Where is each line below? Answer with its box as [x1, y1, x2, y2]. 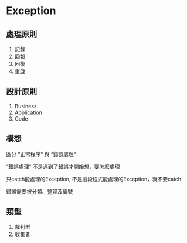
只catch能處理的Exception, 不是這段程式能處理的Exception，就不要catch [6, 175, 182, 182]
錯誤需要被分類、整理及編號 [6, 188, 73, 195]
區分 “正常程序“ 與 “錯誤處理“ [6, 150, 76, 157]
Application [14, 109, 43, 116]
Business [14, 102, 37, 109]
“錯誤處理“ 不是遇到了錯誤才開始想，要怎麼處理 [6, 163, 120, 170]
